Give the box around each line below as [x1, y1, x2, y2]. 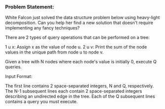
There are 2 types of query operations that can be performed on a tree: [5, 34, 150, 40]
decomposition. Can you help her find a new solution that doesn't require [5, 20, 154, 26]
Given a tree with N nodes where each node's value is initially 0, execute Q [5, 59, 157, 65]
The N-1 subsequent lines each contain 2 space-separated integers [5, 88, 142, 94]
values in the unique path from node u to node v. [5, 49, 104, 55]
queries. [5, 64, 22, 70]
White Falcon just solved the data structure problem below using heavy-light [5, 15, 160, 21]
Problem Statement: [5, 3, 54, 10]
